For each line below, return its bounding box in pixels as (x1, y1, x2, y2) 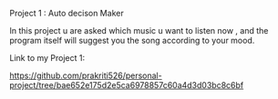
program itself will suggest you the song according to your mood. (9, 35, 255, 45)
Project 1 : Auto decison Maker (9, 8, 125, 18)
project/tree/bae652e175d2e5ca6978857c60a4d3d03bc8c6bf (9, 80, 244, 90)
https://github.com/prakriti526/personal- (9, 70, 162, 81)
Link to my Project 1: (9, 53, 86, 63)
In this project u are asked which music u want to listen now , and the (9, 25, 269, 35)
